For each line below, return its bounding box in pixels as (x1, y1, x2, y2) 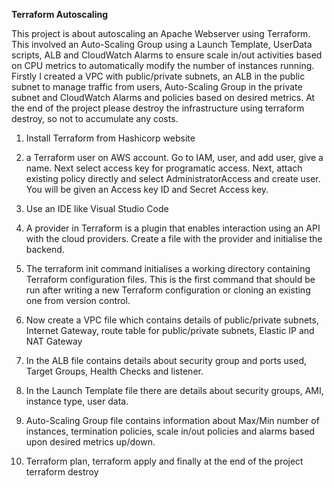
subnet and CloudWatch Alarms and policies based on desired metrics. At (11, 92, 316, 103)
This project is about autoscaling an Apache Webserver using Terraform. (11, 28, 311, 39)
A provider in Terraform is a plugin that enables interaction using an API (25, 222, 321, 234)
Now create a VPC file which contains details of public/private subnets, (25, 314, 319, 326)
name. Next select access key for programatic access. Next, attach (25, 162, 303, 174)
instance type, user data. (25, 395, 129, 407)
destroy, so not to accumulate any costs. (11, 113, 179, 124)
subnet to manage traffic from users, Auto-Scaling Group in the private (11, 81, 303, 93)
